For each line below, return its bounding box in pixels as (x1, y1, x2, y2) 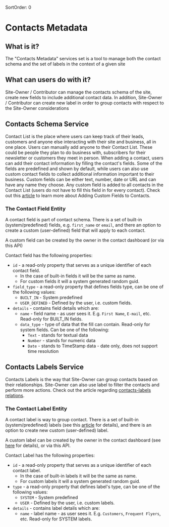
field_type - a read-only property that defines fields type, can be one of (12, 283, 164, 290)
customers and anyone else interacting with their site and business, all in (5, 139, 156, 145)
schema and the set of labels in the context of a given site (5, 61, 126, 67)
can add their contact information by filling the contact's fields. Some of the (5, 160, 162, 166)
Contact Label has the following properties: (5, 453, 95, 459)
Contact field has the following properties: (5, 252, 93, 258)
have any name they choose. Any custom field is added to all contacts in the (5, 182, 164, 188)
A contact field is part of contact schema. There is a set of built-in (5, 216, 142, 222)
